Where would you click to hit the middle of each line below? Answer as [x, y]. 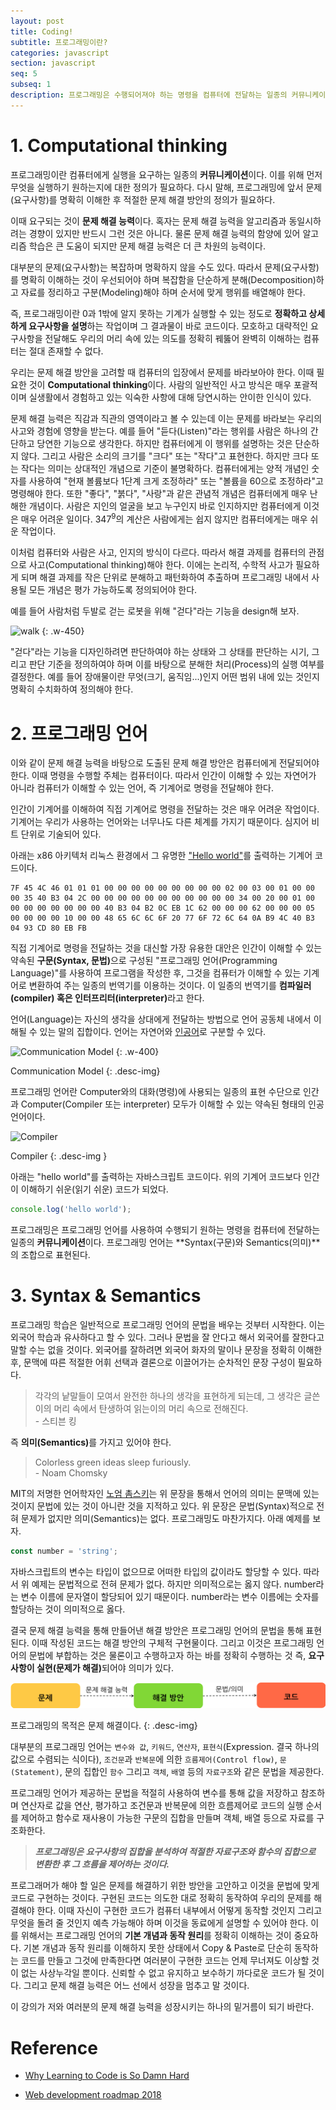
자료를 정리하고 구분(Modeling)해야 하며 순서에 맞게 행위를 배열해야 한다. [163, 292]
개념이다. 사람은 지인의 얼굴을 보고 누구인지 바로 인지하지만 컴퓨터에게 [165, 506]
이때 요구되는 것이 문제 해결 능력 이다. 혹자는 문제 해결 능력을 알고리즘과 [148, 221]
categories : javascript [60, 53]
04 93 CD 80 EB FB [48, 928]
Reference [54, 2047]
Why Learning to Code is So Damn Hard [107, 2076]
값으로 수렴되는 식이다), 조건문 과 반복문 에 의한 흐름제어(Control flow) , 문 [148, 1759]
